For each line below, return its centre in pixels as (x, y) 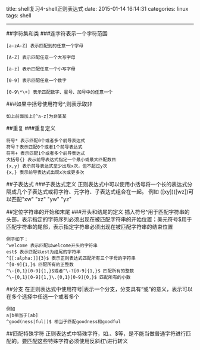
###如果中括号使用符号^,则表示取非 (49, 104)
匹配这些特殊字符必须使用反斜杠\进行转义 (77, 341)
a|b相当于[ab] (22, 315)
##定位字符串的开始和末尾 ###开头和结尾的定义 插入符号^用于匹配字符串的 (98, 212)
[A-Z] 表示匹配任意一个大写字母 (41, 57)
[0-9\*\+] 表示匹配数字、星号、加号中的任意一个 (60, 92)
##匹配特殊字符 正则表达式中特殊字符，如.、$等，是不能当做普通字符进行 (96, 334)
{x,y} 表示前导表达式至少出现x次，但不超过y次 (57, 166)
